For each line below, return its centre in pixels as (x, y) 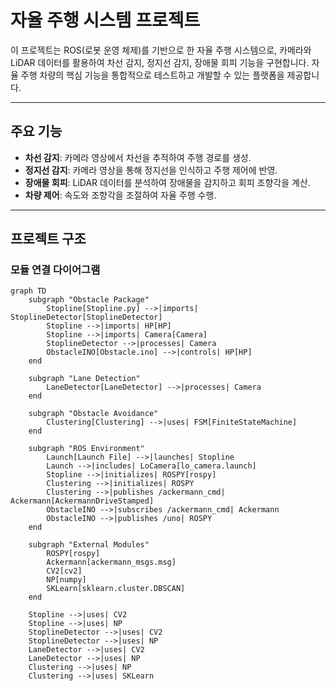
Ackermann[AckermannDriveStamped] (82, 501)
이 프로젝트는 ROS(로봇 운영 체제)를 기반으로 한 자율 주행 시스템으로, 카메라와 (161, 50)
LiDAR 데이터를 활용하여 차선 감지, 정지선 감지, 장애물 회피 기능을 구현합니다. (160, 62)
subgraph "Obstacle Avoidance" (93, 414)
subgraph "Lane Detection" (84, 379)
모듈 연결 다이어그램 (55, 270)
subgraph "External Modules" (89, 545)
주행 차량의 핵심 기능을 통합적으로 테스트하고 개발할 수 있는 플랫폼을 (152, 75)
